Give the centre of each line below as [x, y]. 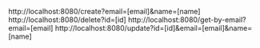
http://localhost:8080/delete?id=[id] [67, 20]
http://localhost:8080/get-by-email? [187, 20]
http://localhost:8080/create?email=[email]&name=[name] [104, 11]
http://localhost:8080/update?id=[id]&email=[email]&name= [154, 28]
